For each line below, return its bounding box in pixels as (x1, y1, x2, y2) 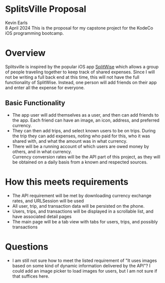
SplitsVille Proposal (5, 3, 86, 15)
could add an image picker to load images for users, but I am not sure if (12, 268, 158, 274)
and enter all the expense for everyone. (5, 85, 85, 91)
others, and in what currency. (12, 149, 72, 155)
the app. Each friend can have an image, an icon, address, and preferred (12, 117, 160, 123)
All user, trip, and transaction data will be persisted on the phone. (12, 203, 145, 209)
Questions (5, 241, 48, 252)
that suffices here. (12, 273, 50, 279)
